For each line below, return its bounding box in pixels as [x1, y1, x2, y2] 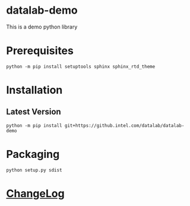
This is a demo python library [6, 23, 78, 30]
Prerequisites [6, 44, 74, 58]
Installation [6, 84, 63, 97]
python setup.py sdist [6, 167, 62, 173]
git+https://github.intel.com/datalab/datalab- [64, 122, 185, 128]
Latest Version [6, 107, 61, 117]
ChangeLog [6, 187, 65, 200]
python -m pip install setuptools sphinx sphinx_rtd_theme [6, 64, 156, 69]
